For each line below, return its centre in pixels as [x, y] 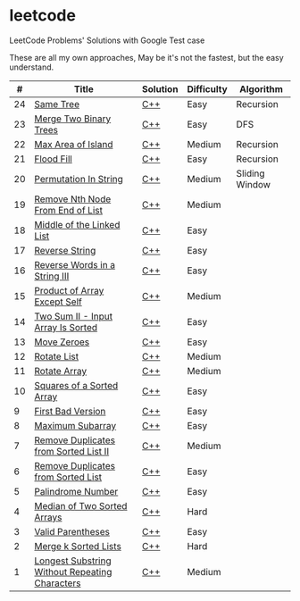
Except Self [58, 302]
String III [52, 276]
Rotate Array [61, 371]
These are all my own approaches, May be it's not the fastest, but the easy [146, 57]
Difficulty [207, 88]
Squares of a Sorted [76, 385]
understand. [32, 67]
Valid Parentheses [72, 531]
